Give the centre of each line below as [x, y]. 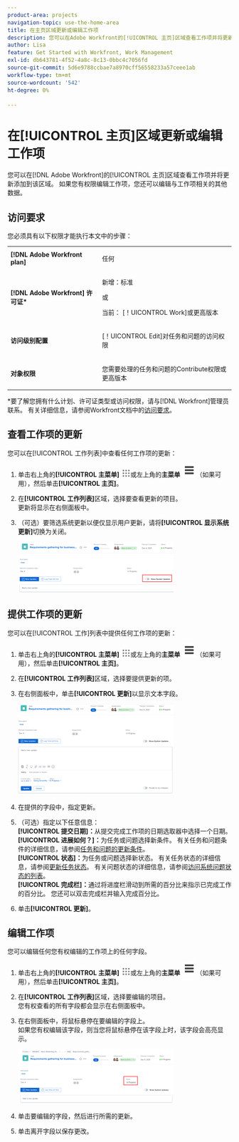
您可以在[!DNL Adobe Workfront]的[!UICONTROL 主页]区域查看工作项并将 [115, 175]
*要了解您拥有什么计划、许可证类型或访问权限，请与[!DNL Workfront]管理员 [118, 401]
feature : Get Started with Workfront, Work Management [90, 53]
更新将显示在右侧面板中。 [55, 507]
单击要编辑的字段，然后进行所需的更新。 [77, 1116]
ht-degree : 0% [28, 90]
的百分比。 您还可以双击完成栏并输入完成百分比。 [90, 893]
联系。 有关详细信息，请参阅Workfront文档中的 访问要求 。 [92, 410]
